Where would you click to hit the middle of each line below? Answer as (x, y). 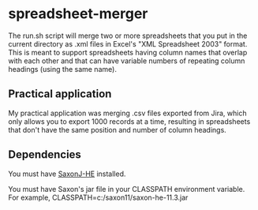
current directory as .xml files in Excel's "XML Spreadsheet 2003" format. (128, 43)
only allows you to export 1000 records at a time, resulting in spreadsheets (129, 121)
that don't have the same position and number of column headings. (117, 129)
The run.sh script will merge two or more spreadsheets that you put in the (128, 36)
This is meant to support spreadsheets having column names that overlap (128, 52)
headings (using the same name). (62, 69)
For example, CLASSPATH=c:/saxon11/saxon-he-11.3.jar (98, 197)
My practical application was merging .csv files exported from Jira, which (127, 113)
